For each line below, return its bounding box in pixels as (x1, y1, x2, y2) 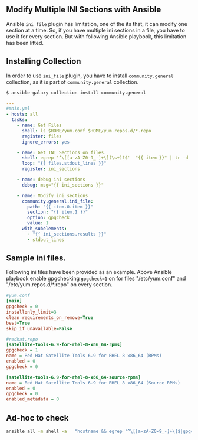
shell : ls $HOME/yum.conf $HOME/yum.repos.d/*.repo (21, 128, 151, 133)
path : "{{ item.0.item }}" (27, 204, 94, 210)
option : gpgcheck (27, 215, 70, 221)
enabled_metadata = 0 (6, 396, 60, 402)
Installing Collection (6, 56, 81, 67)
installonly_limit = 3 (6, 309, 57, 315)
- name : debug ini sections (16, 177, 85, 182)
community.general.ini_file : (21, 198, 94, 204)
